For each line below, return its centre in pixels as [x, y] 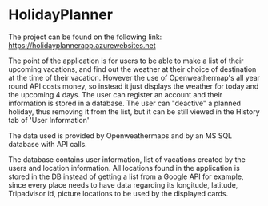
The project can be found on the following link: [85, 37]
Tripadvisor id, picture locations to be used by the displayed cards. [118, 193]
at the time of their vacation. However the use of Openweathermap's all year [134, 77]
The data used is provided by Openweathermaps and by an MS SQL [120, 135]
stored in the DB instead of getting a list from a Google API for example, [126, 176]
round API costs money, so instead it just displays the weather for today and [134, 86]
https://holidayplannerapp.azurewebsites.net [82, 45]
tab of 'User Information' [49, 120]
